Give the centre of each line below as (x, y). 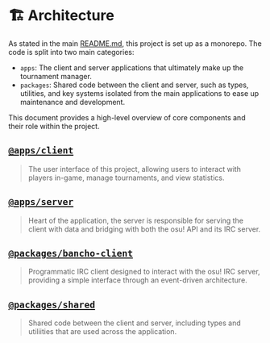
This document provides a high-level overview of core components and (127, 117)
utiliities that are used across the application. (102, 332)
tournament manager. (56, 76)
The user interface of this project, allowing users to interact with (135, 169)
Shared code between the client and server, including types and (135, 323)
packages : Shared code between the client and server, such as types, (134, 85)
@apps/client (41, 151)
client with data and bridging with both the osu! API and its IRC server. (144, 229)
